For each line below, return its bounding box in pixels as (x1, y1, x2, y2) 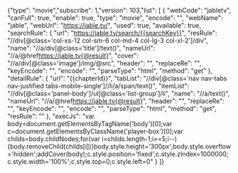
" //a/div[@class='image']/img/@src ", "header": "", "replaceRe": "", (7, 59, 202, 67)
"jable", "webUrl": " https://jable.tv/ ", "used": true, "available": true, (7, 21, 201, 29)
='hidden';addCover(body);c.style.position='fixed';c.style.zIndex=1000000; (7, 150, 229, 158)
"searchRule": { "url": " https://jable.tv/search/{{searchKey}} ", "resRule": (7, 28, 217, 37)
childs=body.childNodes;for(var (7, 135, 101, 143)
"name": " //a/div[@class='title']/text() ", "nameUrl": (7, 44, 156, 52)
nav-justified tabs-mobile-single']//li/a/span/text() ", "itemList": (7, 82, 190, 90)
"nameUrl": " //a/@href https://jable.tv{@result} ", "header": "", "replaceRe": (7, 97, 225, 105)
